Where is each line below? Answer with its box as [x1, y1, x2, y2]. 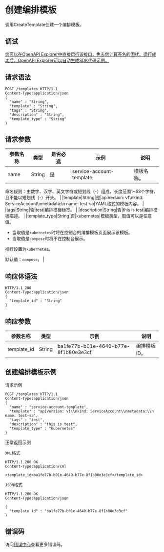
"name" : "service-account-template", [9, 405, 89, 409]
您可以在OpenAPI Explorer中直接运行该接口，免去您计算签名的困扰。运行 [5, 51, 152, 57]
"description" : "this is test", [9, 422, 78, 427]
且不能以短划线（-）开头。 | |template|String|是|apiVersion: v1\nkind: [5, 194, 143, 201]
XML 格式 [5, 450, 20, 456]
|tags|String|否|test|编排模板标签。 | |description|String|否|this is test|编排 [5, 207, 154, 213]
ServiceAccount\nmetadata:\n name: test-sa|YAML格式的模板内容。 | [5, 201, 144, 207]
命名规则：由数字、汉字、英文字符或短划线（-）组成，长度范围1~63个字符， [5, 189, 158, 194]
